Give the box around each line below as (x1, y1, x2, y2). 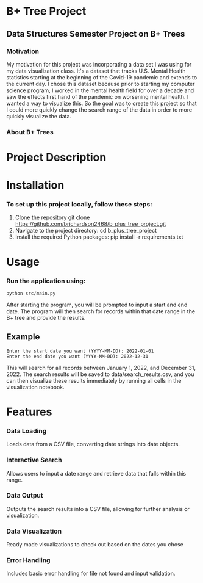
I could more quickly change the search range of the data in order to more (6, 106, 193, 114)
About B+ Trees (6, 128, 54, 136)
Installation (6, 178, 65, 192)
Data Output (6, 491, 44, 500)
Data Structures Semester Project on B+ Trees (6, 29, 185, 39)
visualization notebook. (6, 383, 65, 391)
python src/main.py (6, 290, 56, 297)
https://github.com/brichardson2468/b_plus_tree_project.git (15, 220, 166, 228)
